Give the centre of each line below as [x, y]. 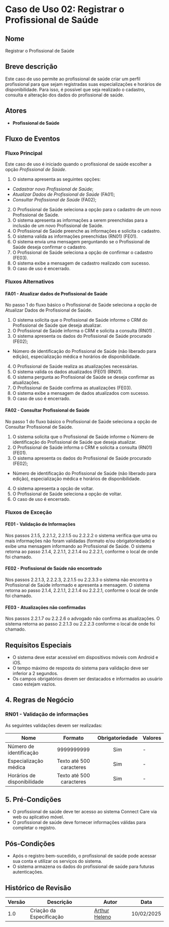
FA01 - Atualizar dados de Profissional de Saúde [57, 293]
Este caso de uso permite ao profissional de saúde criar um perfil [73, 79]
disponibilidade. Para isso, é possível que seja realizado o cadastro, [75, 89]
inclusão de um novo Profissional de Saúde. [58, 226]
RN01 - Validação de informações [47, 714]
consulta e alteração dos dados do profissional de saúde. [65, 95]
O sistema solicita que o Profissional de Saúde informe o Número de [83, 436]
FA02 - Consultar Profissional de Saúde [47, 410]
